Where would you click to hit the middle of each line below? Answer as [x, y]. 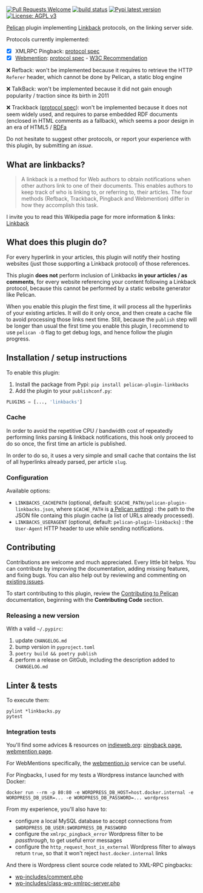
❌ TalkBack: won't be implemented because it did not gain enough [89, 89]
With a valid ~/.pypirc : [35, 629]
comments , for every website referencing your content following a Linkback [101, 281]
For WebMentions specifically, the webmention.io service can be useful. [96, 764]
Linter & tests [32, 685]
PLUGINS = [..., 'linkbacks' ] [45, 402]
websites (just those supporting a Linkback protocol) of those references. [98, 263]
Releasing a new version [43, 615]
